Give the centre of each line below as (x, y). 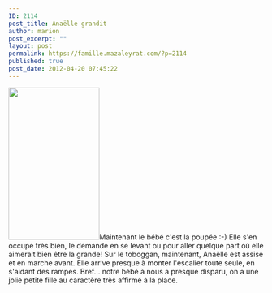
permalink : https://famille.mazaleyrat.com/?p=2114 (97, 54)
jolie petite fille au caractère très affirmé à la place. (93, 280)
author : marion (34, 31)
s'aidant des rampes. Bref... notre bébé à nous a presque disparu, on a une (134, 271)
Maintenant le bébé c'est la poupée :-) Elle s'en (178, 237)
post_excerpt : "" (38, 39)
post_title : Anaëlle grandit (58, 24)
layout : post (30, 46)
